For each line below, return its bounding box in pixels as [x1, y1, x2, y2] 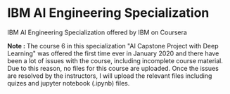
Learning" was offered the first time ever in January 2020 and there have [7, 49, 219, 58]
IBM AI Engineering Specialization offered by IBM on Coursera [7, 28, 188, 36]
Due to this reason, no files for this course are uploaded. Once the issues [7, 64, 219, 72]
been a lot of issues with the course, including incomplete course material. [7, 56, 224, 65]
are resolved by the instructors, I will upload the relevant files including [7, 72, 212, 80]
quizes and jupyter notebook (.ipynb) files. [7, 79, 130, 87]
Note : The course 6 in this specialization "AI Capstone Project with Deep [7, 41, 219, 50]
